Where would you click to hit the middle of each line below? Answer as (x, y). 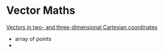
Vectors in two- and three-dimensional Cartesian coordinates (82, 27)
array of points (33, 39)
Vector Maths (41, 11)
